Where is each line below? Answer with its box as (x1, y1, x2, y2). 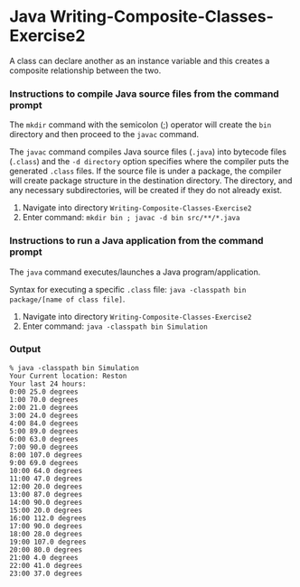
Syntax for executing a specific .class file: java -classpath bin (9, 284, 247, 294)
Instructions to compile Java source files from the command (9, 88, 280, 100)
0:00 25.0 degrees (9, 387, 79, 396)
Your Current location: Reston (9, 371, 127, 380)
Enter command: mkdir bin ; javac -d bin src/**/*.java (22, 212, 240, 223)
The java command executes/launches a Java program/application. (9, 266, 261, 277)
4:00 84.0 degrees (9, 418, 79, 428)
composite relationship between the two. (9, 65, 162, 76)
